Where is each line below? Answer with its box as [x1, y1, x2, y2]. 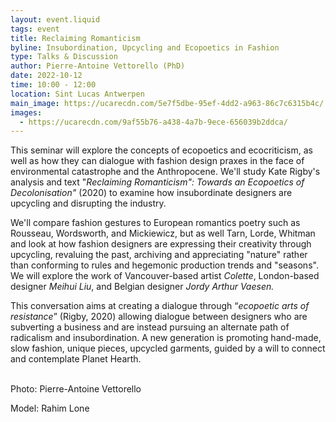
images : [10, 107, 43, 118]
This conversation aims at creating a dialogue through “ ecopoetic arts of [10, 300, 310, 312]
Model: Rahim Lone [10, 402, 90, 415]
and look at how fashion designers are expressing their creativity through [10, 238, 312, 250]
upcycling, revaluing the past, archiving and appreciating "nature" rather [10, 249, 308, 261]
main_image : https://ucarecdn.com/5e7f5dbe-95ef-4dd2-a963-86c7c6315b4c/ [10, 98, 325, 108]
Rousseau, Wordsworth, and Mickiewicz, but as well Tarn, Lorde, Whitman [10, 227, 316, 240]
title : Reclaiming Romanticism [10, 33, 141, 43]
